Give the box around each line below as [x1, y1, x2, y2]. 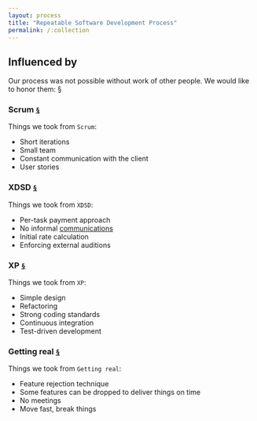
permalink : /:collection [8, 26, 90, 34]
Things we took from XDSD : [8, 200, 94, 209]
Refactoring [19, 301, 58, 311]
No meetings [19, 396, 61, 405]
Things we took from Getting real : [8, 364, 122, 374]
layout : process [8, 11, 61, 20]
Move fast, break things [19, 404, 97, 414]
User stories [19, 162, 60, 172]
